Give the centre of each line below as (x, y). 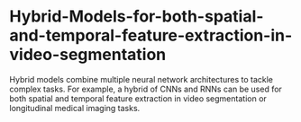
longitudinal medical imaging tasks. (75, 108)
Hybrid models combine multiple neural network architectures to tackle (141, 79)
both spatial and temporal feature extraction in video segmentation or (138, 98)
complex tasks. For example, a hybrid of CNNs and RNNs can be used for (146, 89)
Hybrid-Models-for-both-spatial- (137, 17)
